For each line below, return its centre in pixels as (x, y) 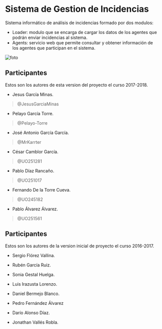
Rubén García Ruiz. (32, 265)
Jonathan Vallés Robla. (35, 322)
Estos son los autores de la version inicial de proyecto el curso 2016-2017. (80, 246)
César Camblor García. (35, 152)
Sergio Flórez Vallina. (34, 255)
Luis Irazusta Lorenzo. (35, 284)
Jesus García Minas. (33, 94)
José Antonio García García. (40, 132)
